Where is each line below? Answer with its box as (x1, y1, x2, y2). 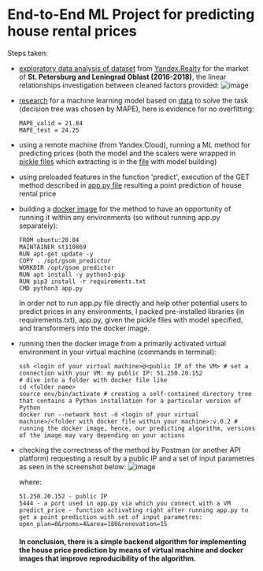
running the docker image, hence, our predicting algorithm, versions (18, 424, 256, 432)
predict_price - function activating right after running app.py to (18, 506, 249, 514)
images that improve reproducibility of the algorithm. (18, 554, 196, 563)
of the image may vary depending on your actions (18, 431, 186, 439)
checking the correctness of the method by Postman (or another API (18, 445, 241, 454)
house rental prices (7, 22, 137, 40)
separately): (18, 221, 58, 230)
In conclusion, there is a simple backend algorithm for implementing (18, 536, 246, 546)
